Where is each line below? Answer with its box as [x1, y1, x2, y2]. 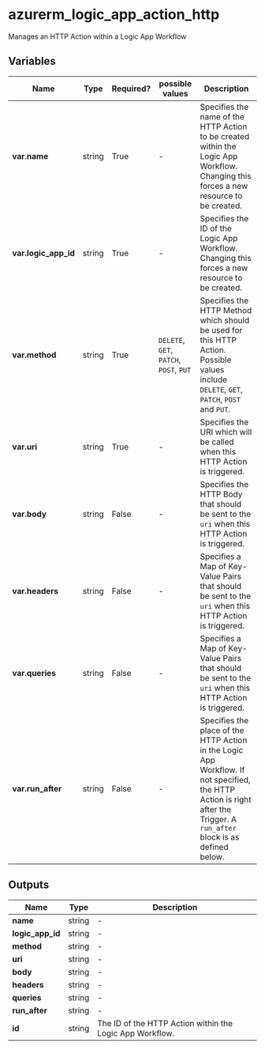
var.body [12, 508, 47, 519]
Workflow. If [200, 764, 245, 775]
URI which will [200, 426, 252, 437]
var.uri [12, 441, 38, 452]
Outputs [8, 878, 50, 892]
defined [200, 841, 229, 852]
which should [200, 315, 250, 326]
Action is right [200, 794, 252, 805]
